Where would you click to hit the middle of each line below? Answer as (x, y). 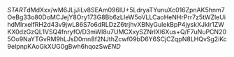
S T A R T (17, 10)
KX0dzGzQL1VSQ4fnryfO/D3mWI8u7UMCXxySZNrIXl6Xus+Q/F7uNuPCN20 (117, 32)
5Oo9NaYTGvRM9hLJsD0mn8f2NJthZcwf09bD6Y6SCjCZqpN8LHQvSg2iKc (117, 39)
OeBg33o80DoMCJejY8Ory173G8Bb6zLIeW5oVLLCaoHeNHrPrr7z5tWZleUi (116, 17)
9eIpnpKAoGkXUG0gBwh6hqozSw (58, 46)
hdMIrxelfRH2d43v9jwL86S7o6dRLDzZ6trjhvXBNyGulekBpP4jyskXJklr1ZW (116, 24)
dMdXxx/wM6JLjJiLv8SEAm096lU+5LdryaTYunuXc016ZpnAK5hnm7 (126, 10)
